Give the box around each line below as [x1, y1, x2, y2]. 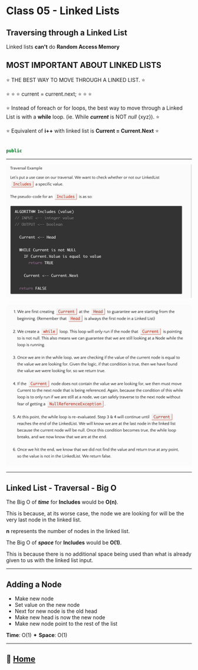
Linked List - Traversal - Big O [6, 482, 117, 493]
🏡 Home [6, 654, 36, 664]
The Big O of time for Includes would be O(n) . [6, 498, 119, 505]
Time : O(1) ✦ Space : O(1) [6, 631, 68, 638]
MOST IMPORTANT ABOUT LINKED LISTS [6, 60, 162, 70]
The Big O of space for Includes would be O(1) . [6, 539, 122, 546]
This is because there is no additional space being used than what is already [6, 550, 192, 558]
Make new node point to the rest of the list [14, 620, 118, 627]
